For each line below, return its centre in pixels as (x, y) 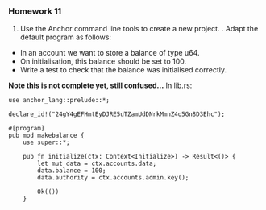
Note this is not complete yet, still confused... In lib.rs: (100, 85)
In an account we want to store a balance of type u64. (110, 53)
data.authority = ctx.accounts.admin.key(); (113, 178)
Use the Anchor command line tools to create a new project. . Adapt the (139, 29)
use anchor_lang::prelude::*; (59, 101)
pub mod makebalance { (46, 136)
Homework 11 (35, 11)
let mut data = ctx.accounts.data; (97, 164)
